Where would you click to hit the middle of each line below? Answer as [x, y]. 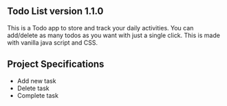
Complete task [37, 95]
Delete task [33, 88]
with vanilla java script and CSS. [53, 42]
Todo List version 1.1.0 [55, 11]
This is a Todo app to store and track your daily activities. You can [100, 28]
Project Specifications [56, 64]
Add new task [36, 81]
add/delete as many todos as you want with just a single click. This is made [113, 35]
